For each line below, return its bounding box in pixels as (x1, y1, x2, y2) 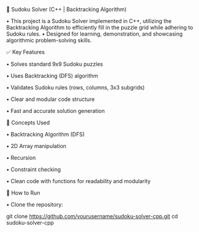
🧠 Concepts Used (6, 119, 50, 126)
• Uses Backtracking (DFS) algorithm (6, 72, 98, 79)
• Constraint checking (6, 166, 62, 173)
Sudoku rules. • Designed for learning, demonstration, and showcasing (6, 30, 183, 37)
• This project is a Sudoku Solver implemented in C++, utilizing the (6, 18, 172, 24)
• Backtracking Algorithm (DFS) (6, 130, 85, 138)
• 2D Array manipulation (6, 143, 66, 149)
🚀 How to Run (6, 189, 40, 196)
